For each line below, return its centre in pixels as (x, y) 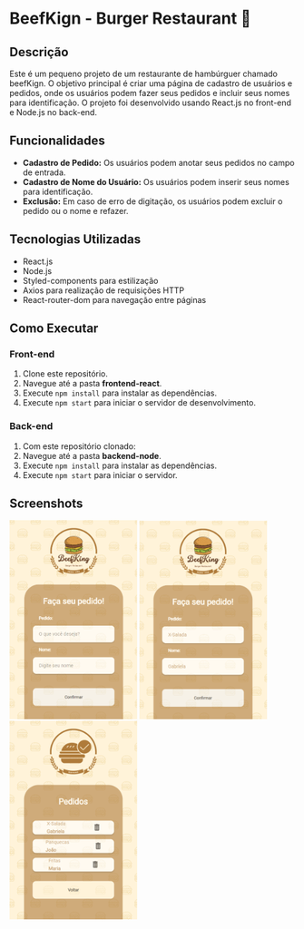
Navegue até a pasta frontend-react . (92, 384)
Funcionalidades (58, 141)
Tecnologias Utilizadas (75, 240)
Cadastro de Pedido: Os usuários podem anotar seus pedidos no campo (158, 162)
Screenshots (46, 504)
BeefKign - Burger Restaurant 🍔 (130, 19)
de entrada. (44, 172)
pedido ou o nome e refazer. (75, 210)
